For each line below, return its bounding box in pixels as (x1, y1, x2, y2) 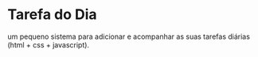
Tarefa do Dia (7, 6, 97, 24)
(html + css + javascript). (7, 40, 89, 49)
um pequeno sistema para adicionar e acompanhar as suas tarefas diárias (7, 32, 250, 41)
